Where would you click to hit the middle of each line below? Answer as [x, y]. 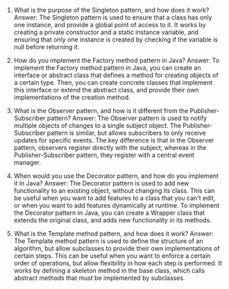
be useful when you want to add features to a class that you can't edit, [114, 198]
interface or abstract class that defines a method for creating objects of [116, 75]
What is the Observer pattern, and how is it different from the [101, 111]
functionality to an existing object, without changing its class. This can [114, 191]
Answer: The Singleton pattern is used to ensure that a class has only [113, 17]
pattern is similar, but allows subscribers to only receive [126, 133]
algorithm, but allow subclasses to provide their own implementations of [117, 248]
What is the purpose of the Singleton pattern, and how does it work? [111, 10]
